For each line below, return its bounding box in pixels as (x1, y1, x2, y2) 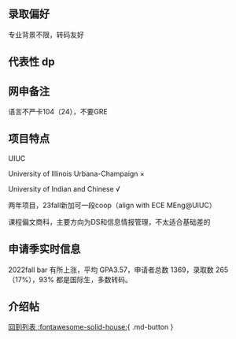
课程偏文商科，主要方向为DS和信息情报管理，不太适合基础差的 (8, 217, 211, 226)
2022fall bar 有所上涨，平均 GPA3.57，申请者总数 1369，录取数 (8, 265, 214, 274)
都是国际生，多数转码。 (56, 274, 132, 284)
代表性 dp (8, 55, 55, 69)
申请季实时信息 (8, 243, 81, 256)
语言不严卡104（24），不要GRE (8, 107, 108, 117)
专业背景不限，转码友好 (8, 30, 84, 39)
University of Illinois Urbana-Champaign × (8, 169, 146, 178)
